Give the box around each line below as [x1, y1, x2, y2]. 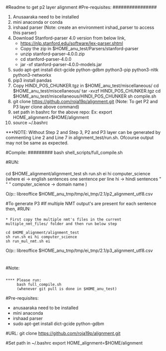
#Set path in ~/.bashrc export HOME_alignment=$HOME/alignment [5, 340, 143, 346]
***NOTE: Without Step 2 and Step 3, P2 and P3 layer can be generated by [5, 129, 161, 135]
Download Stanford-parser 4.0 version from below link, [12, 35, 126, 41]
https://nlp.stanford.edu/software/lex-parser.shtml [20, 40, 123, 46]
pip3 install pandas [12, 77, 52, 83]
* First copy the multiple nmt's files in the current [5, 217, 122, 222]
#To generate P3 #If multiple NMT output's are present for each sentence [5, 200, 157, 206]
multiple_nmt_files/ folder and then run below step [5, 222, 117, 227]
